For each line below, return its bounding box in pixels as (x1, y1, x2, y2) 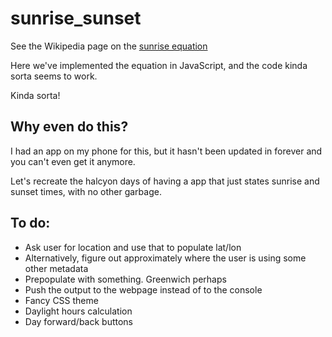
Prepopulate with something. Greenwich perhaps (24, 273, 227, 285)
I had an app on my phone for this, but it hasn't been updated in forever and (10, 145, 323, 157)
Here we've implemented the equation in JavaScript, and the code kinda (10, 59, 308, 71)
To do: (10, 215, 51, 232)
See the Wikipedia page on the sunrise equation (10, 40, 208, 52)
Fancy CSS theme (24, 294, 99, 306)
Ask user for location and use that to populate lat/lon (24, 241, 242, 253)
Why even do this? (10, 118, 129, 136)
